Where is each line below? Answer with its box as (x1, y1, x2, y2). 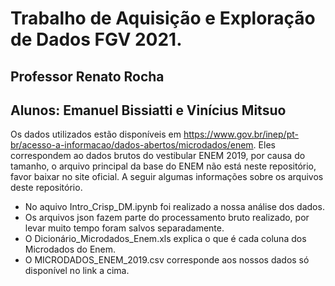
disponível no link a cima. (24, 265, 130, 277)
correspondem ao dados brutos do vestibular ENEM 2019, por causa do (10, 150, 306, 162)
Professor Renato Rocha (10, 68, 165, 85)
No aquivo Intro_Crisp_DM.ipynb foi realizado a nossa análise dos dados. (24, 201, 325, 213)
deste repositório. (10, 182, 83, 194)
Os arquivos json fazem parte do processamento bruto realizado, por (24, 212, 310, 224)
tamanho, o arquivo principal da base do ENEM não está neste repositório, (10, 160, 317, 172)
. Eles (253, 139, 276, 151)
